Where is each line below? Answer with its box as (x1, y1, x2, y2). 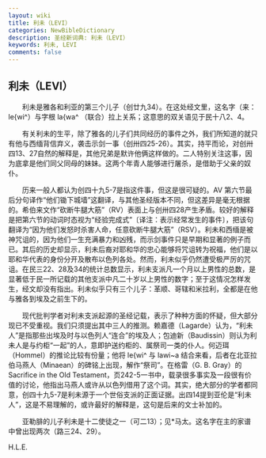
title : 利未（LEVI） (8, 19, 71, 27)
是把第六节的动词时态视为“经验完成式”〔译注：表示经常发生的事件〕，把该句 (8, 214, 254, 224)
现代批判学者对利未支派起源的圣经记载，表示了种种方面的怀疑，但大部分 (21, 310, 258, 320)
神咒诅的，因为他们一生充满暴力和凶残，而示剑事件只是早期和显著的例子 (8, 234, 244, 244)
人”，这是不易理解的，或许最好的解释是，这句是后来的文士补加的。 (8, 399, 227, 409)
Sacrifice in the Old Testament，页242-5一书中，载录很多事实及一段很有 (8, 369, 245, 380)
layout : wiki (8, 11, 51, 20)
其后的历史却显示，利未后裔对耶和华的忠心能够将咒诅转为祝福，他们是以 (21, 244, 258, 254)
